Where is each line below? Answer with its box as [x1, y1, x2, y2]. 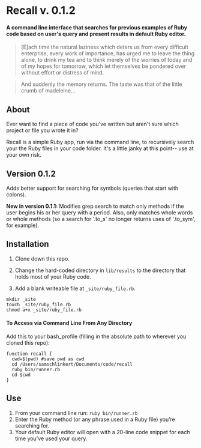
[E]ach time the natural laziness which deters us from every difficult [20, 43, 189, 51]
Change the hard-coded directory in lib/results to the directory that [14, 267, 186, 274]
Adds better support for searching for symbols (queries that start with [6, 184, 179, 192]
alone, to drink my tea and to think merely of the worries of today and [20, 56, 193, 64]
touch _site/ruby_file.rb [6, 301, 71, 307]
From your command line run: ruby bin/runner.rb [14, 409, 138, 416]
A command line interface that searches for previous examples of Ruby [6, 23, 188, 31]
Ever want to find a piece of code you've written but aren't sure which [6, 121, 179, 128]
